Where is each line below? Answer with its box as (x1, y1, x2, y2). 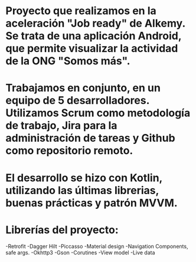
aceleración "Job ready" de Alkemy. (5, 17, 185, 30)
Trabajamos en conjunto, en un (5, 81, 161, 95)
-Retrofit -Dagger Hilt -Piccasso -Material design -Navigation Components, (5, 243, 188, 250)
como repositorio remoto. (5, 144, 133, 158)
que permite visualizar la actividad (5, 42, 178, 55)
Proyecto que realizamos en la (5, 4, 157, 18)
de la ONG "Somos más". (5, 54, 130, 68)
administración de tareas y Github (5, 132, 175, 145)
